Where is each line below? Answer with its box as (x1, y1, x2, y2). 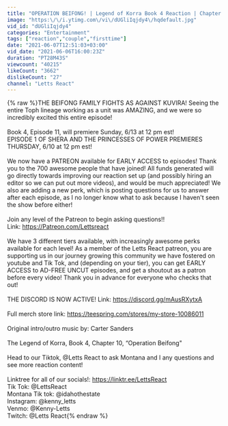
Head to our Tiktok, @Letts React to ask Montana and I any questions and (7, 353, 214, 362)
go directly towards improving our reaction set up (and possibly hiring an (7, 172, 212, 180)
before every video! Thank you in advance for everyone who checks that (7, 273, 212, 281)
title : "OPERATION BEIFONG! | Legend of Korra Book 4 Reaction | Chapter (7, 10, 222, 17)
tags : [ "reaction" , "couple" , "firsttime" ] (7, 36, 127, 42)
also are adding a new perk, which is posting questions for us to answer (7, 186, 210, 195)
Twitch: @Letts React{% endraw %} (7, 412, 109, 420)
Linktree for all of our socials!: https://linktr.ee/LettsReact (7, 375, 167, 384)
